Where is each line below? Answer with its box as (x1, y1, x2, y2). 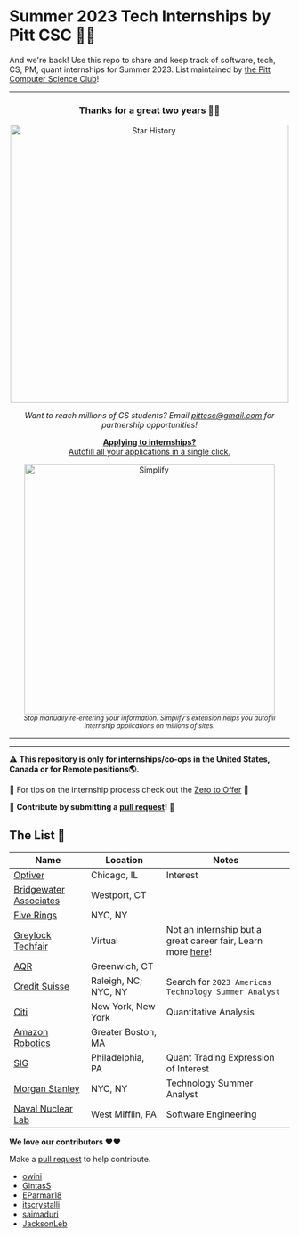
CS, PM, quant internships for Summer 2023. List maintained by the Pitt (9, 64, 271, 75)
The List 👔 (9, 828, 66, 843)
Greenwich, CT (90, 960, 154, 973)
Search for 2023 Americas (166, 976, 272, 989)
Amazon (13, 1026, 49, 1039)
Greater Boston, (90, 1026, 158, 1039)
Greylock (13, 929, 52, 942)
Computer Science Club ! (9, 73, 100, 84)
